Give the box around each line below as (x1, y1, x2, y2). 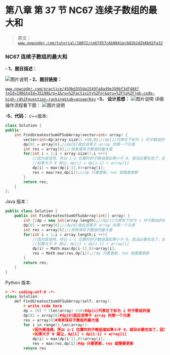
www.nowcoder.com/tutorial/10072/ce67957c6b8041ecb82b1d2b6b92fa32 (17, 40, 163, 45)
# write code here (23, 303, 62, 309)
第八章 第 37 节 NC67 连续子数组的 (5, 5, 149, 16)
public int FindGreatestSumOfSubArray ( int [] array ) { (14, 213, 130, 219)
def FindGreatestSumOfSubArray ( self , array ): (14, 299, 112, 304)
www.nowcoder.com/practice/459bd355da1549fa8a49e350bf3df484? (5, 86, 139, 91)
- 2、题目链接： (29, 76, 62, 82)
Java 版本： (5, 198, 30, 205)
